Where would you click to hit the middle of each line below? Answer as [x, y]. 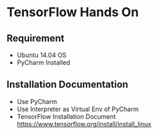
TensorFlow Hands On [73, 12]
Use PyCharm [37, 101]
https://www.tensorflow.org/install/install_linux [84, 124]
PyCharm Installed [44, 63]
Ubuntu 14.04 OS [42, 55]
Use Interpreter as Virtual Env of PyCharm [77, 109]
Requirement [36, 38]
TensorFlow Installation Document [66, 116]
